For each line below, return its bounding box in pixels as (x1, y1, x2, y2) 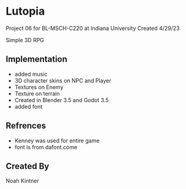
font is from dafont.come (14, 143, 78, 150)
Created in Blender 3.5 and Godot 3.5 (14, 96, 109, 103)
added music (14, 70, 48, 78)
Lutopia (6, 4, 45, 18)
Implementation (6, 54, 68, 65)
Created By (6, 161, 50, 171)
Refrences (6, 120, 46, 131)
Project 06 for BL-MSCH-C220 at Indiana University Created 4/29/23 (6, 24, 180, 32)
